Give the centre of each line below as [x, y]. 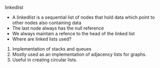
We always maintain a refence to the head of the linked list [73, 33]
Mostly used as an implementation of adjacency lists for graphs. [79, 54]
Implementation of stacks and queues [52, 49]
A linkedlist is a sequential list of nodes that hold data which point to [83, 17]
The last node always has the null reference [58, 28]
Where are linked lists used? [42, 39]
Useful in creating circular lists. [45, 60]
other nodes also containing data [47, 23]
